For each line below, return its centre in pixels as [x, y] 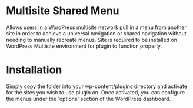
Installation [34, 70]
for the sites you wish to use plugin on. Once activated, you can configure [96, 92]
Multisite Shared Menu [63, 11]
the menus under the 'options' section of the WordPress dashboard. [89, 99]
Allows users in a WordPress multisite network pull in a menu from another [96, 27]
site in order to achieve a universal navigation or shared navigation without [96, 33]
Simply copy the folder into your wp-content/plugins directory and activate [96, 86]
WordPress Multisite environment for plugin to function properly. [84, 46]
